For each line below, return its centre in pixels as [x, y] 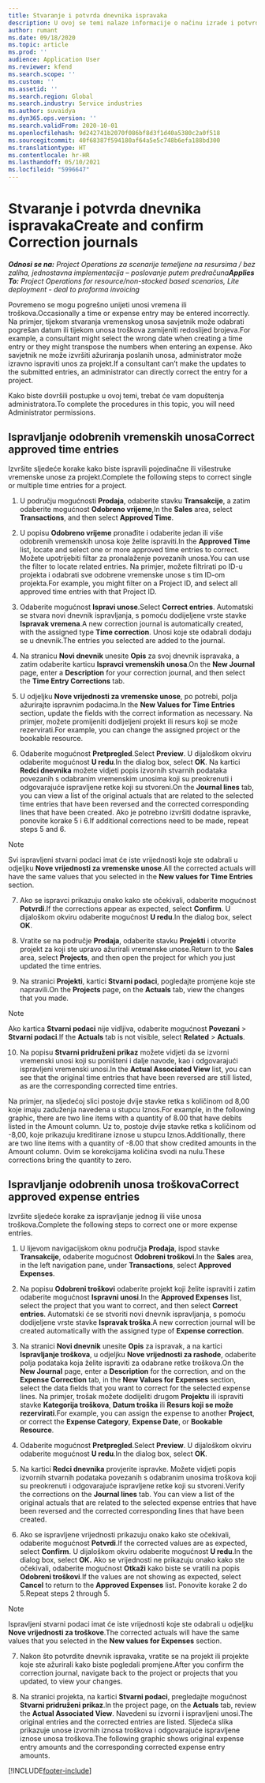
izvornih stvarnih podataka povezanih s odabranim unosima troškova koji [138, 1477]
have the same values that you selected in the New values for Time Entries [131, 876]
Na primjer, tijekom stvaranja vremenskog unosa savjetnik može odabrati [126, 322]
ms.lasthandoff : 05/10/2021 [54, 163]
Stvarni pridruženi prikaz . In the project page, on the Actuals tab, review [138, 1705]
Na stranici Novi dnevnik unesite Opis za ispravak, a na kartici [121, 1346]
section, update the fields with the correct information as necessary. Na [136, 713]
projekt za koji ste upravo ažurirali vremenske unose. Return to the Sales [136, 949]
